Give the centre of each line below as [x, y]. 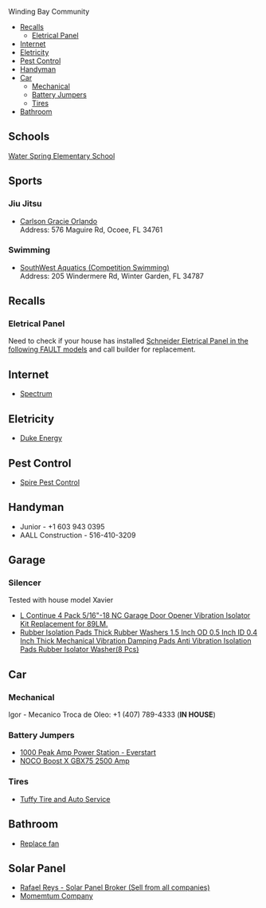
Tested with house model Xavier [61, 600]
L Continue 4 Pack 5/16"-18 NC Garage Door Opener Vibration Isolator [135, 615]
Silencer [25, 583]
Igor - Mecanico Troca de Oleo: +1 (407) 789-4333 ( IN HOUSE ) [112, 715]
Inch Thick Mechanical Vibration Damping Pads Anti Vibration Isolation [135, 641]
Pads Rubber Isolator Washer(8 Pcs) [79, 650]
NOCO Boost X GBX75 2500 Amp [74, 761]
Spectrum [36, 394]
